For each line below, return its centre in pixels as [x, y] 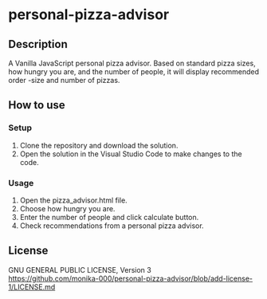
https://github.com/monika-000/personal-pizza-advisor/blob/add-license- [131, 278]
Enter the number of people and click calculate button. [109, 217]
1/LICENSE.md [32, 287]
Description [38, 44]
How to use [37, 105]
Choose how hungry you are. [67, 208]
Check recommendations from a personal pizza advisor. [112, 226]
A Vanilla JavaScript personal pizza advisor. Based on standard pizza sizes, [132, 63]
